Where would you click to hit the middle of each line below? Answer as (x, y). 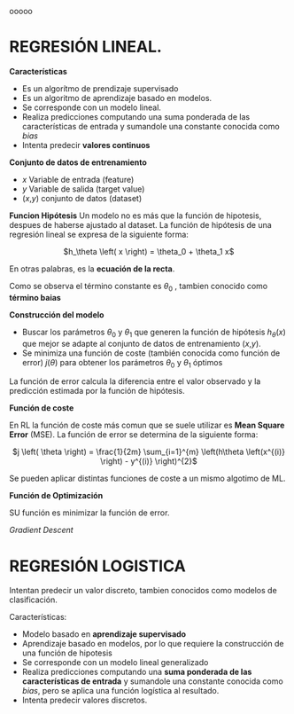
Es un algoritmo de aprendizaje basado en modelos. (117, 98)
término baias (35, 297)
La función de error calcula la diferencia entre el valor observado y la (135, 381)
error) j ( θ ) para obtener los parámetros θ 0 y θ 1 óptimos (122, 363)
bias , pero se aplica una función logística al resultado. (120, 691)
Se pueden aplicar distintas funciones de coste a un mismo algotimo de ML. (147, 479)
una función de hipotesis (67, 653)
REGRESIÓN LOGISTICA (97, 566)
